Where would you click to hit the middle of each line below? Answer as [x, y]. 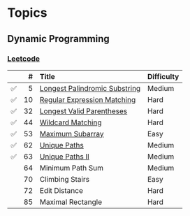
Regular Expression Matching [88, 99]
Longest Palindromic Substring [90, 88]
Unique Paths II [64, 157]
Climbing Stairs [64, 179]
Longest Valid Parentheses [83, 111]
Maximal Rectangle [71, 202]
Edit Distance [61, 190]
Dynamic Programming [58, 39]
